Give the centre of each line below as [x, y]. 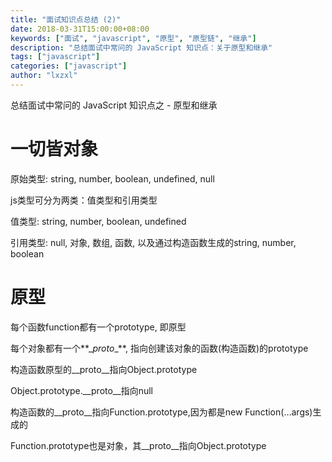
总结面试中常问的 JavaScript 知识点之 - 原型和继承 [114, 105]
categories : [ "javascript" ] [69, 66]
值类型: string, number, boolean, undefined [98, 221]
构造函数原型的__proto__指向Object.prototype [104, 369]
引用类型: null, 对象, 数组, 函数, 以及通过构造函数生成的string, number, [153, 242]
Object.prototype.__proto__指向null [81, 390]
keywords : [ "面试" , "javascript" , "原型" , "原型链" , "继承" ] [133, 38]
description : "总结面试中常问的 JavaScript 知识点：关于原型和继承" [141, 47]
